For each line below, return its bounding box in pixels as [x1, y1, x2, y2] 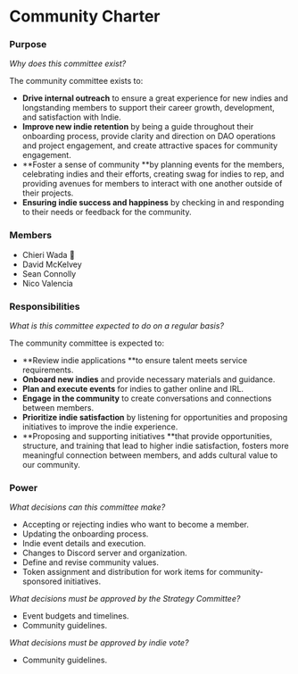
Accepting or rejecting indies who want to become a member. [21, 520, 250, 530]
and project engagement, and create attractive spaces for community [21, 140, 278, 151]
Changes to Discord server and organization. [21, 547, 187, 559]
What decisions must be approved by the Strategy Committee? [9, 594, 241, 604]
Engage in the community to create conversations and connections [21, 393, 272, 404]
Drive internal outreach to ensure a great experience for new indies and [21, 93, 288, 104]
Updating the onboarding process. [21, 528, 149, 539]
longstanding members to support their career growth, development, [21, 103, 275, 113]
